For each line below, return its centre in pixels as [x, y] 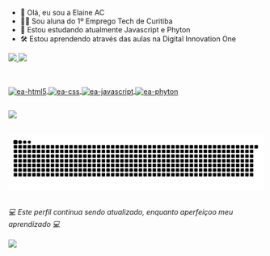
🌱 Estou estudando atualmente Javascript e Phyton [105, 30]
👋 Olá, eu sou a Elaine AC [62, 13]
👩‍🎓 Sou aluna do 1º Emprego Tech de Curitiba [96, 21]
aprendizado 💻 [34, 224]
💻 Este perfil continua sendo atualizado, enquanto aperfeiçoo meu [121, 211]
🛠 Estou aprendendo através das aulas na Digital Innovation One [128, 39]
